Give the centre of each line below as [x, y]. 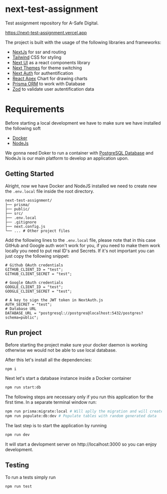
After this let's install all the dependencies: [48, 359]
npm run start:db [23, 387]
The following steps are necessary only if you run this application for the [79, 397]
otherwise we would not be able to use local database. [61, 350]
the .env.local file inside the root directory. [50, 191]
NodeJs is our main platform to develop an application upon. [67, 158]
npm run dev [17, 435]
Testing [17, 465]
